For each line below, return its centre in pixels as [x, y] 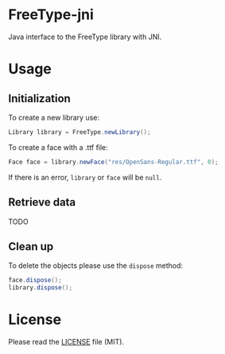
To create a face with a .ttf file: [58, 147]
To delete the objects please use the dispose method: [96, 265]
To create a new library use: [54, 117]
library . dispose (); [41, 288]
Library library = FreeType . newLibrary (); [80, 132]
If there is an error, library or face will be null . [85, 177]
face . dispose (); [35, 281]
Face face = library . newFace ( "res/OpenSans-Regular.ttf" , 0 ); [113, 162]
